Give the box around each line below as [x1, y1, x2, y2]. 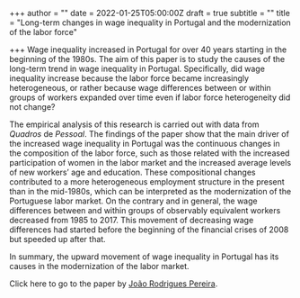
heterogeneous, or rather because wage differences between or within [9, 83, 271, 93]
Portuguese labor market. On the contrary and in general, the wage [9, 195, 258, 206]
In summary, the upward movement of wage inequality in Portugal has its [9, 251, 279, 262]
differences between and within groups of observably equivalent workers [9, 205, 281, 215]
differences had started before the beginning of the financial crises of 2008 [9, 224, 289, 235]
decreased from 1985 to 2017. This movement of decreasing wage [9, 215, 254, 225]
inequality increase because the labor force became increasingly [9, 73, 250, 84]
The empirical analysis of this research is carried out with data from [9, 119, 260, 130]
